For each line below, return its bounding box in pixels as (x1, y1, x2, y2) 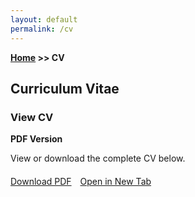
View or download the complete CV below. (10, 152, 186, 165)
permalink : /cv (10, 24, 74, 34)
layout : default (10, 14, 78, 25)
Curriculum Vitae (10, 80, 120, 97)
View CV (10, 110, 54, 124)
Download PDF (10, 176, 72, 188)
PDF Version (10, 133, 63, 145)
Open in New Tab (79, 176, 152, 188)
